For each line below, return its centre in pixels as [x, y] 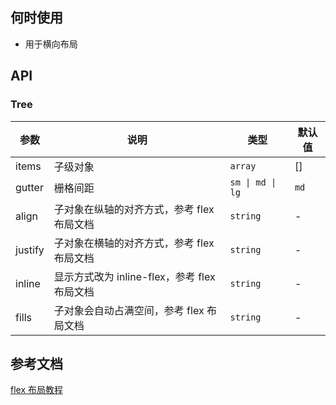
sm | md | [253, 182]
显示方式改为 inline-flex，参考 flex [134, 276]
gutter [29, 187]
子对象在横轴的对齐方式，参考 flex [134, 243]
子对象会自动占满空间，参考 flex [129, 310]
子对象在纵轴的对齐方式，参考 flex [134, 209]
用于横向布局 [51, 44]
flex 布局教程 [36, 390]
